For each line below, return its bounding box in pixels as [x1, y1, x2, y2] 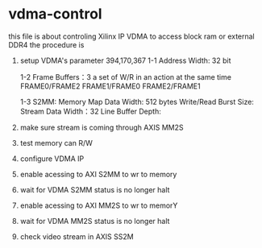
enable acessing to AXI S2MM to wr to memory [19, 169, 177, 179]
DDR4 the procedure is [8, 39, 85, 49]
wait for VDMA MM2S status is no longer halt [19, 216, 170, 225]
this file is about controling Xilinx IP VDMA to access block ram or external [8, 31, 256, 41]
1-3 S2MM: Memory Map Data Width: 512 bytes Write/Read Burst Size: [19, 97, 254, 106]
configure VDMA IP [19, 154, 85, 163]
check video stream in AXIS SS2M [19, 231, 135, 242]
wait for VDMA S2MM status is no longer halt [19, 184, 170, 194]
